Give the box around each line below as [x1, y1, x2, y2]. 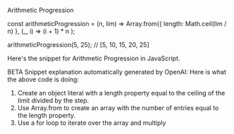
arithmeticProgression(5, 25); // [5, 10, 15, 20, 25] [7, 41, 149, 48]
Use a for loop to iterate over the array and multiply [17, 119, 166, 127]
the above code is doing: [7, 75, 80, 83]
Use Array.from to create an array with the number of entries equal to [17, 104, 219, 112]
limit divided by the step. [17, 96, 90, 105]
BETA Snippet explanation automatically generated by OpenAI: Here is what [7, 68, 227, 76]
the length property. [17, 112, 76, 119]
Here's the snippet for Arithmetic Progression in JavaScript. [7, 54, 180, 62]
